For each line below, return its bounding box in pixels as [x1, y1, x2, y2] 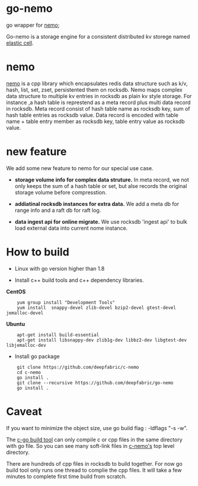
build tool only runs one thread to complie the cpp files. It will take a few [6, 466, 182, 474]
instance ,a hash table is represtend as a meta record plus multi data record [6, 99, 191, 106]
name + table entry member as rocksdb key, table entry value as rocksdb [6, 118, 185, 125]
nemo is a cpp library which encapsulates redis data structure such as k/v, [6, 80, 188, 87]
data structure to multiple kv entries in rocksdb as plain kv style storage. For [6, 92, 192, 99]
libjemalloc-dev [6, 342, 46, 348]
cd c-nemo [17, 369, 41, 375]
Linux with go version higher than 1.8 [14, 265, 105, 272]
